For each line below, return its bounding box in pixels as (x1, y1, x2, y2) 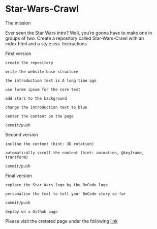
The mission (5, 20, 31, 26)
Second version (5, 131, 38, 137)
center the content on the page (5, 113, 74, 119)
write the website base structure (5, 69, 79, 74)
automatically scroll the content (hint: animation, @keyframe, (5, 150, 144, 155)
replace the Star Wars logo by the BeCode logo (5, 182, 108, 187)
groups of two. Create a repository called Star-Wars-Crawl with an (5, 35, 144, 41)
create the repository (5, 60, 53, 65)
